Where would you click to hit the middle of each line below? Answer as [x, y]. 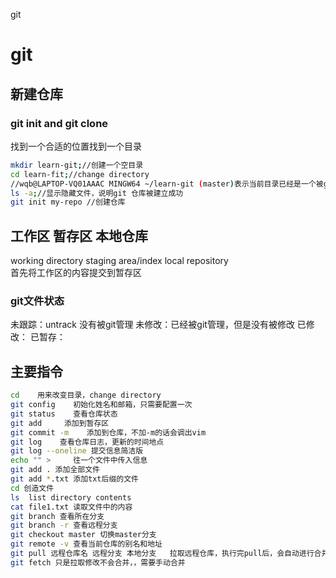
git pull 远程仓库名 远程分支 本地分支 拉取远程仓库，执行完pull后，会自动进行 [162, 554]
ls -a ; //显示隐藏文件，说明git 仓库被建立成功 [97, 193]
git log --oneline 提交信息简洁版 [77, 451]
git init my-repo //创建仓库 [68, 202]
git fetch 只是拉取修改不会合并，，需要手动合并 [98, 562]
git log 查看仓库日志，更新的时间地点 [87, 442]
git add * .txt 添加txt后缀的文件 [74, 479]
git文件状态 [37, 301]
